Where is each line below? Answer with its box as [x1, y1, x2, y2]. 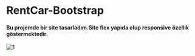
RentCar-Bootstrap [6, 4, 104, 17]
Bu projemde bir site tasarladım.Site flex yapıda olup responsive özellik [6, 23, 190, 31]
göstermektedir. [6, 30, 49, 37]
